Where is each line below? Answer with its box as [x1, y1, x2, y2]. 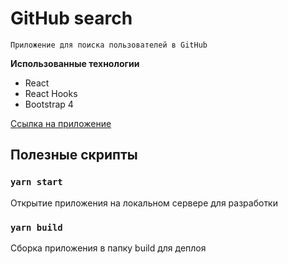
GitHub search [10, 7, 133, 30]
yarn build [10, 222, 63, 233]
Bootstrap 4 [24, 98, 74, 110]
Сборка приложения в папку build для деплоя [10, 242, 207, 254]
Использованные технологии [10, 57, 140, 69]
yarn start [10, 177, 63, 188]
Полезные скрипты [10, 147, 138, 164]
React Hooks [24, 87, 78, 99]
